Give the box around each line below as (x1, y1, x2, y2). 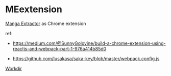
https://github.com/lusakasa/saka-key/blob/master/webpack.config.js (12, 55, 160, 62)
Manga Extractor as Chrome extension (5, 20, 86, 27)
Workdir (5, 65, 22, 71)
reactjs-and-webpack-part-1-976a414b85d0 (12, 45, 107, 52)
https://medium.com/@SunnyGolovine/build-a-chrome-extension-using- (12, 40, 166, 46)
